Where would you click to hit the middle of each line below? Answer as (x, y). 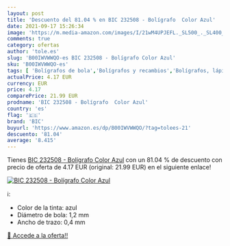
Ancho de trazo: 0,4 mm (51, 222)
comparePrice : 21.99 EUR (42, 96)
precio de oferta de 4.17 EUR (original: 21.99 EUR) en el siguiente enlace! (109, 167)
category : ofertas (33, 45)
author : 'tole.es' (33, 52)
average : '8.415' (32, 141)
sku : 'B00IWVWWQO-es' (38, 64)
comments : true (29, 39)
